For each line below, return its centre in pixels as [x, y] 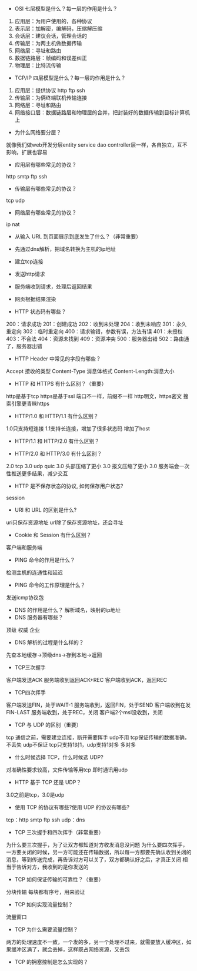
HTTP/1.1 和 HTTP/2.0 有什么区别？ [57, 441]
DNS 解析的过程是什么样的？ [49, 642]
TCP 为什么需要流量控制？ [46, 929]
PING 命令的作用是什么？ [45, 560]
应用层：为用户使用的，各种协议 [53, 21]
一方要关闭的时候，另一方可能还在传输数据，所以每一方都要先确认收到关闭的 [99, 852]
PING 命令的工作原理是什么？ [50, 585]
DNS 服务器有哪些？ [39, 617]
